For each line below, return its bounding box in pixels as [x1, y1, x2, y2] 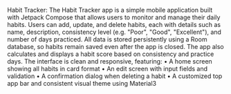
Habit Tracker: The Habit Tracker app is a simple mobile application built [7, 6, 213, 14]
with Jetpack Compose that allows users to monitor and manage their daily [7, 13, 221, 21]
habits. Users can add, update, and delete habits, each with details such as [7, 21, 221, 28]
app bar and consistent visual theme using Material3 [7, 79, 157, 87]
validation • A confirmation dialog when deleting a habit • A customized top [7, 72, 223, 80]
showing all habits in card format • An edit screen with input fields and [7, 65, 208, 73]
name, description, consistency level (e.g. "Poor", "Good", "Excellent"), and [7, 28, 221, 36]
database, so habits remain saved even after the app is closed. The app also [7, 43, 224, 50]
